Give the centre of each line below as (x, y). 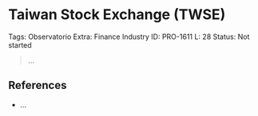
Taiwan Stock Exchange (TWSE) (117, 15)
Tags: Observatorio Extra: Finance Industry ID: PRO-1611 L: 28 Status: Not (129, 37)
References (38, 85)
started (20, 44)
